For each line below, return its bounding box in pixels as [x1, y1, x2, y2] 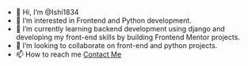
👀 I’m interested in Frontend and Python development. [15, 16, 192, 25]
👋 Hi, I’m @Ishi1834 [15, 8, 79, 16]
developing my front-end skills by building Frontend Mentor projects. [15, 32, 240, 42]
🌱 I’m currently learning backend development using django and [15, 24, 226, 33]
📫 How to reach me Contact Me [15, 49, 122, 59]
